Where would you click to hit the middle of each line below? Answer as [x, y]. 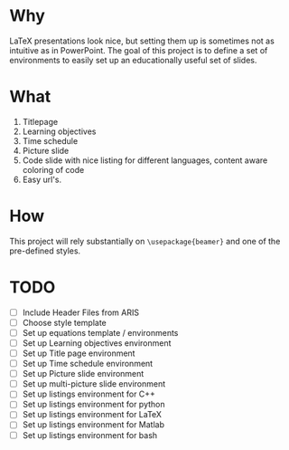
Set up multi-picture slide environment [94, 384]
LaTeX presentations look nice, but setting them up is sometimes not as [142, 41]
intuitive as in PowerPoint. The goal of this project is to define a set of [139, 50]
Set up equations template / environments [100, 332]
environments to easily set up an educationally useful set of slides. [133, 60]
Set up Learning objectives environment [97, 343]
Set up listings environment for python [93, 405]
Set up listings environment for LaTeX [92, 415]
